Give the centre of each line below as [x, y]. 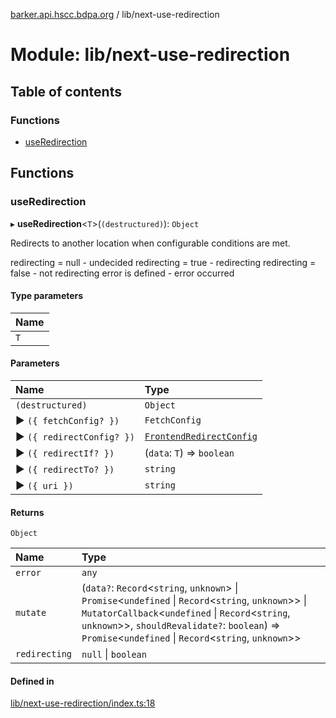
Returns [27, 512]
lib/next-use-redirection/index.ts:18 [83, 703]
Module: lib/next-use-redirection [150, 55]
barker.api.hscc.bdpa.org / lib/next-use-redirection [115, 14]
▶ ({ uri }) [44, 485]
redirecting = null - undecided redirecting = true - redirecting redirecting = [163, 262]
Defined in [32, 681]
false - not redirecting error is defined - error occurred [122, 273]
